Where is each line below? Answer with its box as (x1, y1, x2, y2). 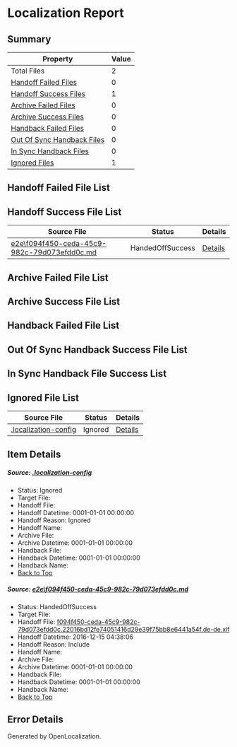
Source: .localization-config (7, 468, 92, 476)
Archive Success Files (11, 112, 85, 122)
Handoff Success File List (7, 206, 122, 218)
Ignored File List (7, 392, 80, 404)
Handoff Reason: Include (17, 640, 90, 649)
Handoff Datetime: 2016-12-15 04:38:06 (17, 633, 134, 641)
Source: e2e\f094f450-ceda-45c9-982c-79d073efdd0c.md (7, 584, 189, 593)
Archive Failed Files (11, 100, 75, 110)
